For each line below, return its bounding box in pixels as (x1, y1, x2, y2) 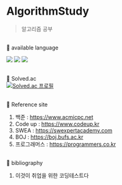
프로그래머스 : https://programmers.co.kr (15, 140, 117, 148)
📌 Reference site (6, 101, 48, 108)
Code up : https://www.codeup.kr (15, 120, 99, 128)
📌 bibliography (6, 159, 43, 166)
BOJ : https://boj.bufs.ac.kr (15, 133, 84, 140)
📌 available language (6, 44, 59, 51)
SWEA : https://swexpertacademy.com (15, 126, 113, 134)
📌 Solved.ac (6, 74, 37, 82)
